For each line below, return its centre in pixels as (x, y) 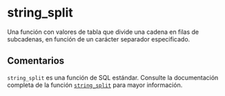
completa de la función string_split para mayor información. (95, 85)
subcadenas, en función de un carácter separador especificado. (99, 39)
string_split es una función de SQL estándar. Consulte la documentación (113, 77)
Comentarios (36, 61)
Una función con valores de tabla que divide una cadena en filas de (103, 32)
